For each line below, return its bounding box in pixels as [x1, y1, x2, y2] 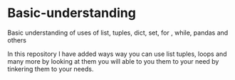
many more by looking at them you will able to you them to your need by [7, 57, 219, 65]
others [7, 35, 27, 44]
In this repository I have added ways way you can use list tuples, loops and [7, 50, 227, 58]
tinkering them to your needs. [7, 64, 94, 73]
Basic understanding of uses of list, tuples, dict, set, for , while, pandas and [7, 28, 229, 37]
